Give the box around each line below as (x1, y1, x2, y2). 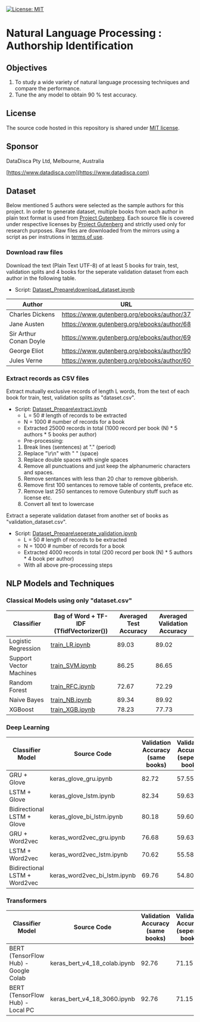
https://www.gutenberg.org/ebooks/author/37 (61, 310, 191, 318)
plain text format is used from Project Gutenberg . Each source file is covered (6, 214, 194, 221)
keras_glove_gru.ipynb (49, 774, 113, 783)
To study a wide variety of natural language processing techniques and (14, 79, 189, 86)
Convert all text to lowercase (23, 501, 94, 508)
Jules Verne (9, 356, 43, 364)
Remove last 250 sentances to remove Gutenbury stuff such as (23, 488, 179, 495)
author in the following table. (6, 274, 76, 282)
